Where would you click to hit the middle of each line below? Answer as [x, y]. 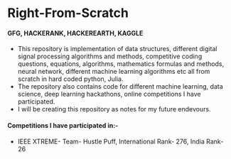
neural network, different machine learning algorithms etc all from [114, 72]
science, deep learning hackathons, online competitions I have [109, 94]
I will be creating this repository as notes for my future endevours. [114, 109]
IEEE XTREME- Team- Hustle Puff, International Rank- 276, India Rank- [120, 141]
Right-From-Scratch [68, 13]
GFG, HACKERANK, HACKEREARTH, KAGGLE [75, 33]
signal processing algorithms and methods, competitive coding [110, 56]
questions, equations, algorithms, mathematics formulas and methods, [121, 64]
